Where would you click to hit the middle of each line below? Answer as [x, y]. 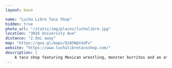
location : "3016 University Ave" [41, 34]
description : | [21, 52]
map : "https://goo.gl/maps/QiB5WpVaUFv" [49, 43]
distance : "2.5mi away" [31, 38]
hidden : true [19, 24]
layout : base [19, 10]
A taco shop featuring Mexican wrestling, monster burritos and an [88, 57]
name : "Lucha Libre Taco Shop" [39, 19]
